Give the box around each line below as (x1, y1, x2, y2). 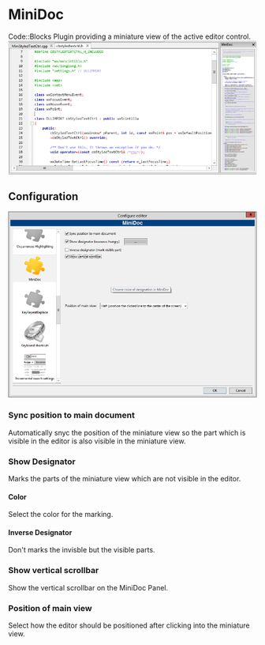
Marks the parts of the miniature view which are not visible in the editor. (8, 474, 241, 484)
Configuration (8, 190, 79, 203)
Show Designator (8, 456, 77, 467)
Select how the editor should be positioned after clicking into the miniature (8, 620, 250, 630)
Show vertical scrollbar (8, 565, 99, 576)
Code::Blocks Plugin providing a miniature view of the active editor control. (8, 32, 251, 41)
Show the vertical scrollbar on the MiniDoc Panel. (8, 583, 169, 592)
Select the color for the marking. (8, 510, 114, 519)
